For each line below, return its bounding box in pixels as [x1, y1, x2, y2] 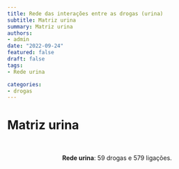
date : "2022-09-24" [7, 42, 64, 49]
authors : [7, 29, 33, 37]
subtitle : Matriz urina [7, 17, 77, 24]
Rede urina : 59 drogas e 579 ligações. [62, 154, 172, 162]
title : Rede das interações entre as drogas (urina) [7, 10, 164, 17]
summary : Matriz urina [7, 23, 73, 30]
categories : [7, 81, 42, 88]
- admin [7, 36, 30, 43]
